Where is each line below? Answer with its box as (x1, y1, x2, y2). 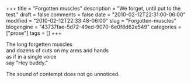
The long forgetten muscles (6, 41, 73, 48)
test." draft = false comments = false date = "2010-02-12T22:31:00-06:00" (6, 11, 186, 18)
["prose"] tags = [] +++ (6, 30, 62, 37)
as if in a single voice (6, 53, 57, 60)
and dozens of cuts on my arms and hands (6, 47, 109, 54)
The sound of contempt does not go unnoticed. (6, 71, 120, 77)
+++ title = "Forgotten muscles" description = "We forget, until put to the (6, 5, 181, 12)
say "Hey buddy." (6, 59, 48, 66)
